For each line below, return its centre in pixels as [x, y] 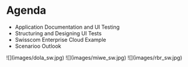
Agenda [26, 10]
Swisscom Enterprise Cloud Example [60, 39]
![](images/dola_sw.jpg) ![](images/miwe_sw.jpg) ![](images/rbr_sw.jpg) [94, 57]
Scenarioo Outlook [38, 46]
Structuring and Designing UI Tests [58, 33]
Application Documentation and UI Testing [67, 27]
